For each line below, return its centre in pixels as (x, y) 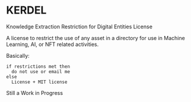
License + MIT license (39, 82)
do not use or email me (41, 71)
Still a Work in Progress (35, 93)
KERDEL (26, 10)
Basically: (18, 55)
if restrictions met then (38, 66)
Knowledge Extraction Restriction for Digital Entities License (79, 27)
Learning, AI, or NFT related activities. (52, 44)
